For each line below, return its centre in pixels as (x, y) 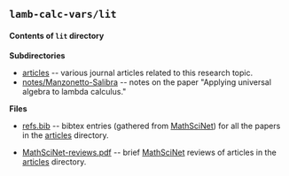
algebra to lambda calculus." (74, 91)
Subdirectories (37, 55)
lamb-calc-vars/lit (63, 15)
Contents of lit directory (57, 35)
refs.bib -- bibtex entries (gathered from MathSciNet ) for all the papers (151, 126)
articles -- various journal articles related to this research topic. (137, 73)
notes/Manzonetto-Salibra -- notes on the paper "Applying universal (147, 82)
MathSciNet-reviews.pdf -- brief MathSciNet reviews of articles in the (149, 152)
